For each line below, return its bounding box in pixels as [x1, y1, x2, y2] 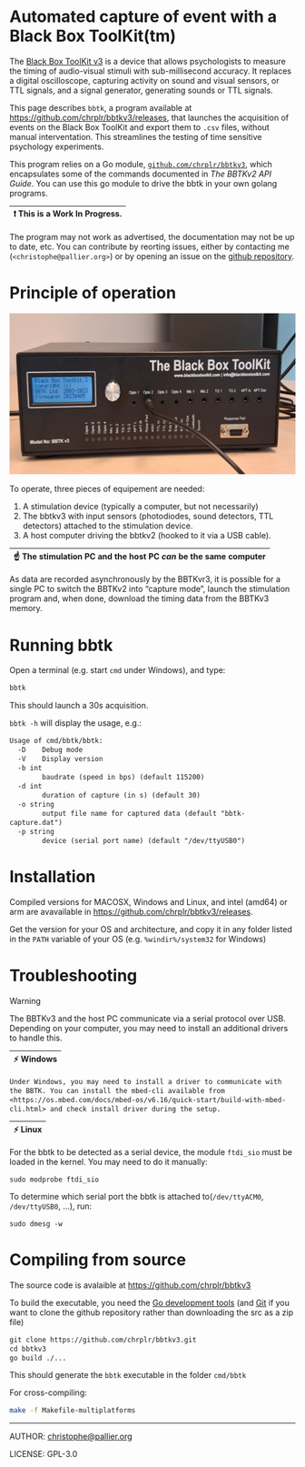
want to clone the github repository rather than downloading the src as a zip [9, 1307, 293, 1318]
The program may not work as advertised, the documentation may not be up [9, 231, 295, 242]
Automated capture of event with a [9, 6, 278, 27]
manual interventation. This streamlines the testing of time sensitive [9, 131, 262, 142]
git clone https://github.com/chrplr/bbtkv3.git [9, 1335, 197, 1344]
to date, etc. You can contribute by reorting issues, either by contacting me [9, 241, 290, 252]
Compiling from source [9, 1250, 186, 1271]
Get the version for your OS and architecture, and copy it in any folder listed [9, 924, 293, 935]
